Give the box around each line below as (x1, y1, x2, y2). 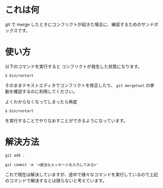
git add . (5, 153, 25, 158)
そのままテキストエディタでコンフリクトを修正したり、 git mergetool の (5, 82, 150, 88)
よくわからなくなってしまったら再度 (5, 98, 77, 105)
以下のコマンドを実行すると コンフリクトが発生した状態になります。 (5, 63, 143, 69)
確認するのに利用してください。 (13, 88, 78, 94)
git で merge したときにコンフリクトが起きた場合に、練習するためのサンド (5, 21, 154, 27)
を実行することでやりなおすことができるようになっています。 (5, 117, 128, 123)
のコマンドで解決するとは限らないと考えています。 (5, 177, 107, 183)
